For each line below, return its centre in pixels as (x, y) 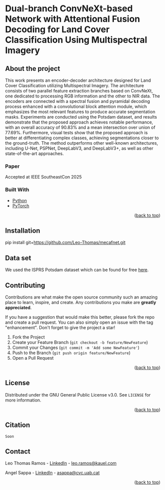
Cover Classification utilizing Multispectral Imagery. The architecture (75, 86)
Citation (18, 425)
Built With (17, 190)
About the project (33, 69)
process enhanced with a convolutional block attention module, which (76, 107)
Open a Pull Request (33, 358)
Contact (18, 451)
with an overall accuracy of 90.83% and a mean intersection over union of (80, 127)
